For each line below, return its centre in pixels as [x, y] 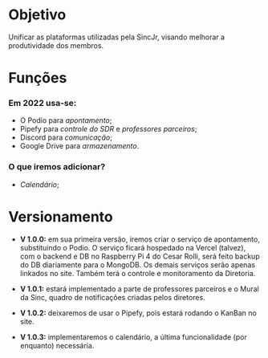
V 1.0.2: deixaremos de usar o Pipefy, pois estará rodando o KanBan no [138, 313]
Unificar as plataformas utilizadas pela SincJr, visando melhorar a [117, 37]
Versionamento [61, 216]
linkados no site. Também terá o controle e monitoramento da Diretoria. [138, 273]
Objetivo [37, 15]
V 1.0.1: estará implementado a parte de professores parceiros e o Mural [139, 289]
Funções [38, 78]
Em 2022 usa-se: [43, 104]
